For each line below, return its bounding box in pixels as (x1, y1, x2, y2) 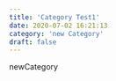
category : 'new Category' (9, 29, 104, 38)
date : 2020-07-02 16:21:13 (9, 21, 108, 30)
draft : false (9, 37, 57, 47)
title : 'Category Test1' (9, 12, 100, 22)
